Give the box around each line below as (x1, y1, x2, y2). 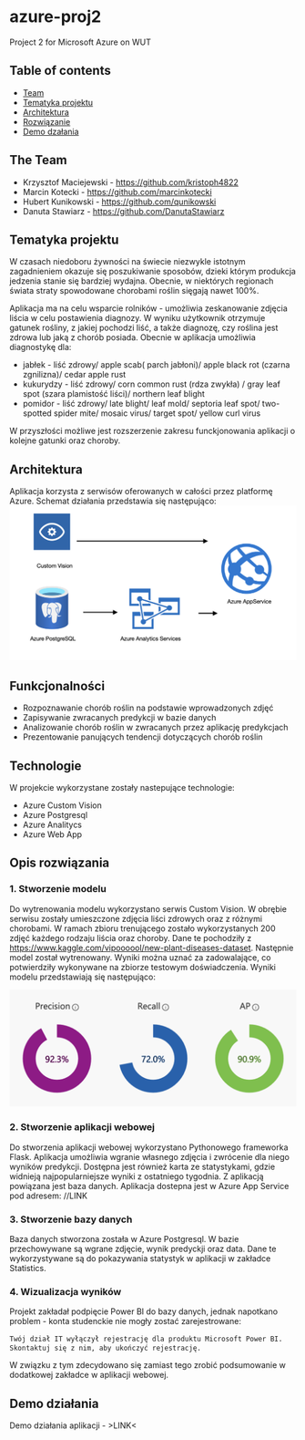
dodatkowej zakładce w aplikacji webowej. (9, 1370, 169, 1381)
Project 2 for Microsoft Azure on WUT (9, 36, 152, 47)
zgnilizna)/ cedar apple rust (22, 369, 127, 380)
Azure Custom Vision (22, 800, 103, 811)
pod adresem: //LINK (9, 1190, 88, 1201)
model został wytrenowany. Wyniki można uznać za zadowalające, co (9, 951, 271, 963)
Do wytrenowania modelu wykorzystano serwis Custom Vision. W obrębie (9, 903, 288, 914)
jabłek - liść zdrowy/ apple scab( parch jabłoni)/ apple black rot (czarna (22, 359, 290, 370)
